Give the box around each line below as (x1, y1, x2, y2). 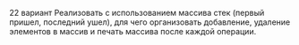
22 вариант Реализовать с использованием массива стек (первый (9, 8, 265, 18)
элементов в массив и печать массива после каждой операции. (9, 26, 257, 36)
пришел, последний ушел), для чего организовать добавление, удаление (9, 17, 291, 27)
